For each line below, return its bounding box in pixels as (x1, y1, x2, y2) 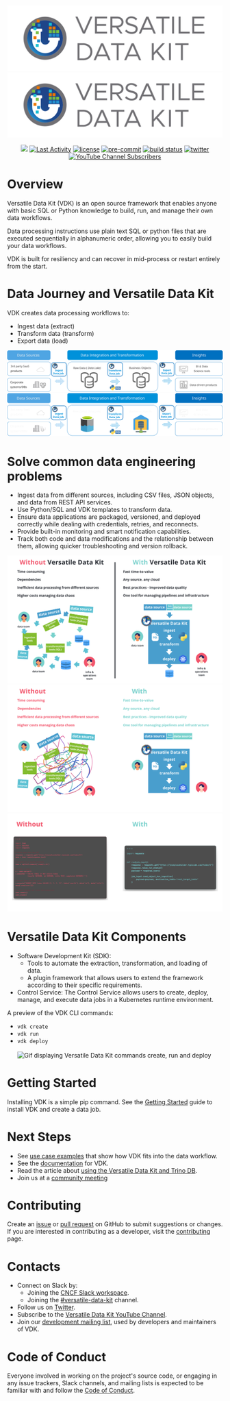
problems (7, 468, 63, 484)
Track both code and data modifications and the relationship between (16, 535, 214, 543)
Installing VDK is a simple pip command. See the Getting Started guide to (7, 1097, 213, 1106)
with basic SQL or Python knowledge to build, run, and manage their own (7, 206, 214, 215)
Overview (7, 177, 64, 192)
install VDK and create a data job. (7, 1105, 101, 1113)
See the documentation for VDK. (16, 1159, 109, 1167)
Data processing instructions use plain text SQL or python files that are (7, 227, 207, 235)
